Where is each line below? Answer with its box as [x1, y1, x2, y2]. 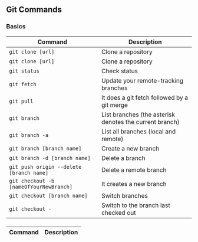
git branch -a [9, 132, 49, 138]
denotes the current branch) [101, 117, 180, 126]
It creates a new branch [101, 179, 167, 188]
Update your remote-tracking [101, 76, 184, 84]
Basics [6, 22, 26, 31]
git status [9, 67, 39, 74]
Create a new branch [101, 144, 160, 152]
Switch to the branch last [101, 201, 170, 209]
